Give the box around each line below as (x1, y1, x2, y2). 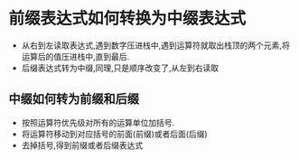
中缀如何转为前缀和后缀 (8, 91, 139, 107)
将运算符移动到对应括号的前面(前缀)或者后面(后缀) (21, 128, 209, 139)
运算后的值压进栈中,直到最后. (21, 51, 130, 61)
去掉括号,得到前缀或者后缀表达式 (21, 139, 144, 150)
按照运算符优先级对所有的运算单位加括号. (21, 117, 175, 127)
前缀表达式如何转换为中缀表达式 (8, 8, 247, 29)
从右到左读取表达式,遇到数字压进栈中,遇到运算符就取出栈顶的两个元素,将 (21, 40, 290, 51)
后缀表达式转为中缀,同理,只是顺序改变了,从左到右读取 (21, 62, 219, 73)
